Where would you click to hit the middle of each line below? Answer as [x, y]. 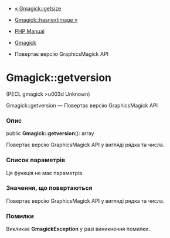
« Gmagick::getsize [38, 9]
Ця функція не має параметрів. [45, 173]
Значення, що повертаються [49, 188]
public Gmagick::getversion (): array [50, 133]
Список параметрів [36, 160]
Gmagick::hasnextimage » [46, 20]
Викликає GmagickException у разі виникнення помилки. [78, 229]
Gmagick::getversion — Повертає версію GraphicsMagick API [82, 105]
